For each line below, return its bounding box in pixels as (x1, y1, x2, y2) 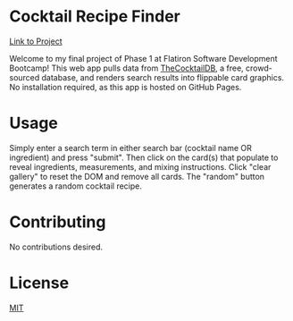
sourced (9, 72, 40, 82)
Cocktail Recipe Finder (9, 6, 180, 27)
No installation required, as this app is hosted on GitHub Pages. (9, 81, 242, 92)
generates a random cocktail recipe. (9, 181, 143, 191)
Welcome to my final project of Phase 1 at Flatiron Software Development (9, 53, 279, 63)
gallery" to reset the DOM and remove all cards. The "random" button (9, 171, 265, 182)
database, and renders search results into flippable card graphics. (41, 72, 284, 82)
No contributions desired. (9, 241, 104, 252)
